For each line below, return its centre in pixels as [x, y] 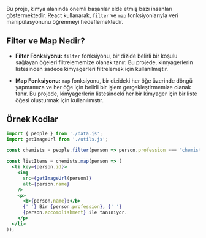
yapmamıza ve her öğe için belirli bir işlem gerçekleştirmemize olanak [103, 87]
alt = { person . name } [46, 184]
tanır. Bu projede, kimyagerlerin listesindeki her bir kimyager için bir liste [106, 94]
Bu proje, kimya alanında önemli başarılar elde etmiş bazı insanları [90, 9]
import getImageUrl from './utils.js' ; [57, 139]
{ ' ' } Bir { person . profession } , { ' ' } [72, 207]
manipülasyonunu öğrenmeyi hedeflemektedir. [65, 22]
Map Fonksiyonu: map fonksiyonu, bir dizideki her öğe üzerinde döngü [104, 80]
